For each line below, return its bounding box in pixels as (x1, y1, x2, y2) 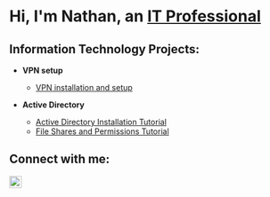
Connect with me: (9, 152, 110, 167)
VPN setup (21, 65, 64, 75)
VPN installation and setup (35, 83, 134, 92)
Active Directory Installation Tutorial (35, 117, 168, 127)
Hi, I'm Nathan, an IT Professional (9, 6, 261, 27)
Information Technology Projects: (9, 42, 200, 57)
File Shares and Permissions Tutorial (35, 126, 169, 137)
